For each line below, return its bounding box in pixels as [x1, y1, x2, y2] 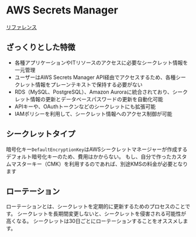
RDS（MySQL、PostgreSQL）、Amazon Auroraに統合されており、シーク [14, 88, 188, 95]
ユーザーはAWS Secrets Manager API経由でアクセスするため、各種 [14, 74, 176, 81]
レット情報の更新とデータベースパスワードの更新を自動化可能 [14, 95, 164, 102]
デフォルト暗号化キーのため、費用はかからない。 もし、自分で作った [6, 153, 171, 160]
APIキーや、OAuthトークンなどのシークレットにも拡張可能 [14, 103, 156, 110]
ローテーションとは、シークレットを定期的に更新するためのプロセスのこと [6, 203, 185, 210]
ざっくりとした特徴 [6, 42, 75, 53]
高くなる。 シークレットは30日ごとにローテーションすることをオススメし [6, 218, 183, 225]
